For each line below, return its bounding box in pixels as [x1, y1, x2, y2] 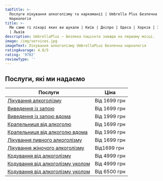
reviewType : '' [5, 57, 36, 62]
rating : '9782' [5, 52, 36, 57]
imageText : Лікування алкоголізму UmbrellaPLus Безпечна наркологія [5, 43, 147, 48]
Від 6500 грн [95, 168, 126, 175]
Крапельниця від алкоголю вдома [7, 129, 88, 136]
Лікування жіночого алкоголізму [7, 145, 85, 151]
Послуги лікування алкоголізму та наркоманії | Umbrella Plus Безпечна [9, 12, 158, 16]
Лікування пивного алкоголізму [7, 137, 82, 144]
